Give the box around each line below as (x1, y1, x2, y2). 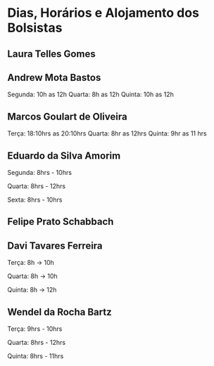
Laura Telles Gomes (7, 48, 96, 60)
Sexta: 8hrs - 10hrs (7, 195, 63, 204)
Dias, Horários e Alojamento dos (7, 5, 199, 21)
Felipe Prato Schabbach (7, 216, 114, 228)
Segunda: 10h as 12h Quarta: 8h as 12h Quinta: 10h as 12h (7, 90, 174, 99)
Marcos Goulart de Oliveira (7, 110, 128, 122)
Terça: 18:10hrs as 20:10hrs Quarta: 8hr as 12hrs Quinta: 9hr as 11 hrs (7, 129, 207, 138)
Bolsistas (7, 20, 63, 36)
